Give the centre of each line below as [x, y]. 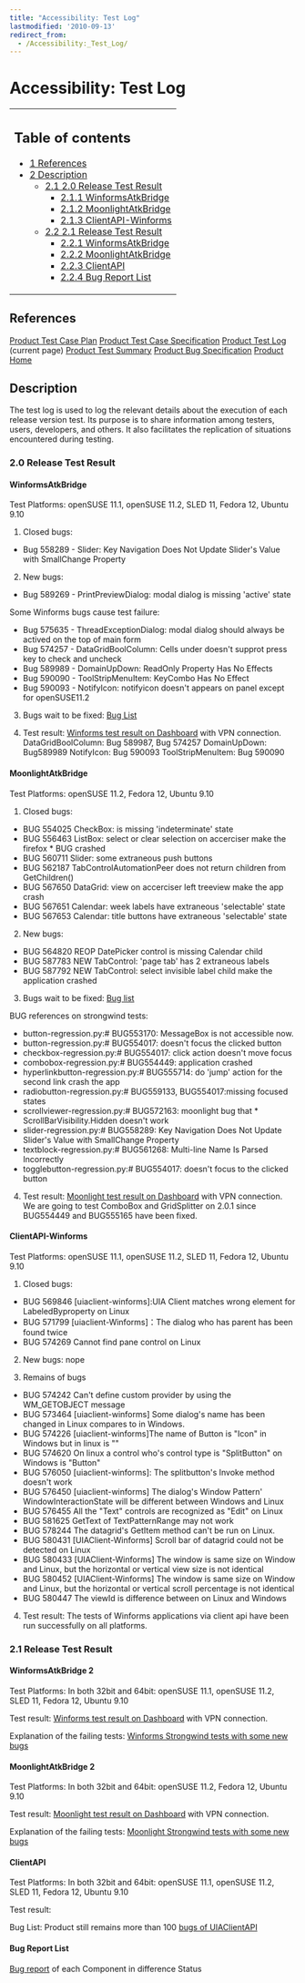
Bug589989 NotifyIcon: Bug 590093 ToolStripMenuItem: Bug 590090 [153, 752]
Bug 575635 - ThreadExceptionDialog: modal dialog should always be [153, 630]
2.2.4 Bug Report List [106, 277]
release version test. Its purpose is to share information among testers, [142, 420]
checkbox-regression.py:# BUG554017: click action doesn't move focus [158, 1052]
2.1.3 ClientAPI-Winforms [117, 220]
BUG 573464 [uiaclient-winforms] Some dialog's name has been [144, 1414]
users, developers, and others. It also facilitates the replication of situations [150, 430]
